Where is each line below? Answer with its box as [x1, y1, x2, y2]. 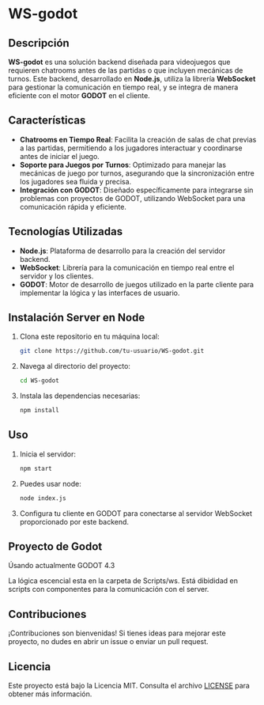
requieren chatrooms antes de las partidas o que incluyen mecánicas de [8, 66, 243, 75]
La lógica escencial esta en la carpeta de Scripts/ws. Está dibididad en [8, 576, 239, 586]
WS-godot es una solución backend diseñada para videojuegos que [8, 57, 231, 66]
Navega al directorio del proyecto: [19, 362, 130, 371]
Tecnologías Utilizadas [8, 225, 123, 238]
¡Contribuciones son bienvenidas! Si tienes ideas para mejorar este [8, 628, 227, 638]
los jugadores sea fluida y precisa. [19, 176, 132, 186]
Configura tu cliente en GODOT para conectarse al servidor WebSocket [19, 508, 253, 518]
